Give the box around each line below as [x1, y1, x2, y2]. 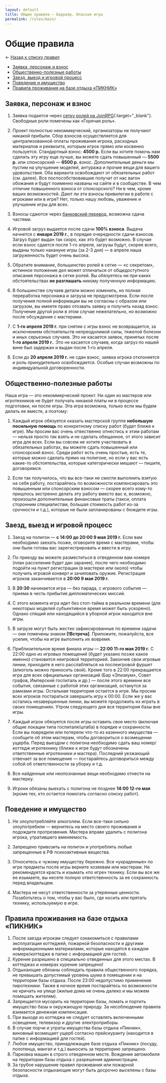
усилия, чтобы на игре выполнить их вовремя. [12, 636, 111, 642]
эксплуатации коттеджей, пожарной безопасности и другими [12, 940, 144, 946]
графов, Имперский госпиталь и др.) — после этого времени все [12, 677, 151, 683]
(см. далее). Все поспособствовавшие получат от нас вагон [12, 175, 140, 181]
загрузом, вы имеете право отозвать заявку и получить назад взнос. [12, 304, 160, 309]
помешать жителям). [12, 993, 57, 999]
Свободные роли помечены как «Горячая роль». [12, 118, 116, 124]
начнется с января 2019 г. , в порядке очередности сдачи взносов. [12, 232, 155, 237]
